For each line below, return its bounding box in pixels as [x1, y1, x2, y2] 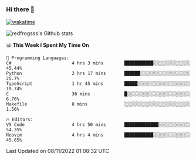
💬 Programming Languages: [6, 55, 69, 61]
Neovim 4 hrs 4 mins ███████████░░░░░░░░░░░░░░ [6, 132, 191, 138]
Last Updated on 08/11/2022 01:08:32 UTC [6, 148, 110, 155]
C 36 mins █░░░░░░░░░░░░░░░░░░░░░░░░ [6, 91, 191, 97]
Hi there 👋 [6, 5, 35, 13]
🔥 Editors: [6, 117, 33, 122]
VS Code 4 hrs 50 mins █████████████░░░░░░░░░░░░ [6, 122, 191, 128]
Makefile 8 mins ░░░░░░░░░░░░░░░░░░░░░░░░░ [6, 101, 191, 107]
